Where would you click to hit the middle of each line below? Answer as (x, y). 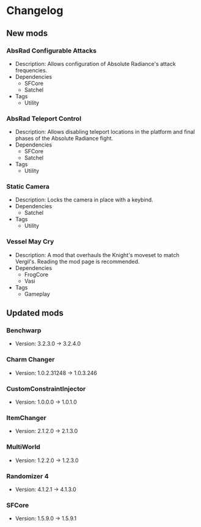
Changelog (35, 11)
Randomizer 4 (27, 476)
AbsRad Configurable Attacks (51, 51)
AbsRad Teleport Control (44, 118)
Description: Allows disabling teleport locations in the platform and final (105, 132)
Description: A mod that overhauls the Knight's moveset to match (97, 255)
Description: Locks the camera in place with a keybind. (84, 200)
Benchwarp (24, 330)
